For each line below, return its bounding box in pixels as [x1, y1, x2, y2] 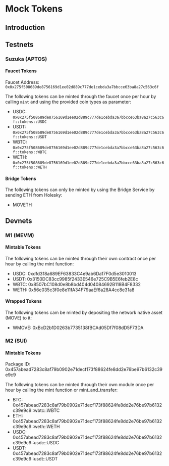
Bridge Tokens [5, 175, 36, 181]
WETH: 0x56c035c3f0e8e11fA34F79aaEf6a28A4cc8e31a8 [12, 287, 135, 293]
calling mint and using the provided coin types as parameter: [5, 99, 132, 105]
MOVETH [12, 202, 32, 208]
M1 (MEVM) [5, 231, 34, 239]
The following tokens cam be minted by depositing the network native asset [5, 309, 163, 316]
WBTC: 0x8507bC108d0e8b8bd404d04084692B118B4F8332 [12, 281, 141, 287]
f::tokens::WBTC [12, 150, 47, 155]
